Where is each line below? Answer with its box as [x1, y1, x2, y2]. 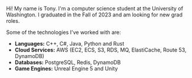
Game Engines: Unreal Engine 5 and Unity [14, 65, 118, 72]
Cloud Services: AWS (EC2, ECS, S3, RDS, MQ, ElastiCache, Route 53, [14, 46, 187, 53]
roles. [6, 18, 20, 24]
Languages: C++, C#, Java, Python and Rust [14, 40, 125, 47]
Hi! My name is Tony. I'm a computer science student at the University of [6, 5, 183, 12]
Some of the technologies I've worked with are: [6, 29, 121, 36]
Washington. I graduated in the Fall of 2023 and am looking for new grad [6, 11, 183, 18]
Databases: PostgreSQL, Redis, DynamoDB [14, 59, 121, 66]
